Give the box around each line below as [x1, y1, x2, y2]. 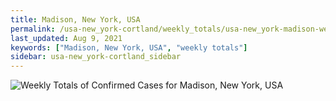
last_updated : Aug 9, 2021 [10, 33, 123, 43]
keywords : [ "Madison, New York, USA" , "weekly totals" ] [10, 42, 248, 53]
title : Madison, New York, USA [10, 14, 141, 25]
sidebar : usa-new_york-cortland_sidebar [10, 52, 182, 62]
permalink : [10, 24, 56, 34]
